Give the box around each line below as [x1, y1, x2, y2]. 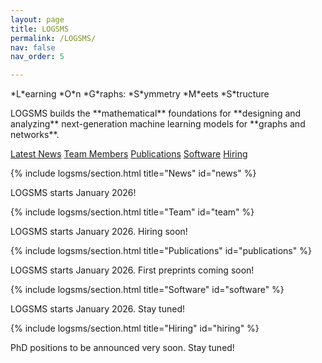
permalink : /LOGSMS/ [10, 33, 97, 43]
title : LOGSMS [10, 24, 70, 34]
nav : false [10, 42, 56, 53]
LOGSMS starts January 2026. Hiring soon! [10, 226, 188, 238]
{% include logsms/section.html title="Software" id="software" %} [10, 284, 285, 296]
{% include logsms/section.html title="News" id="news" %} [10, 167, 257, 180]
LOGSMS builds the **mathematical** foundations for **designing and [10, 107, 302, 120]
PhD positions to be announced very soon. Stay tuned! [10, 342, 235, 354]
